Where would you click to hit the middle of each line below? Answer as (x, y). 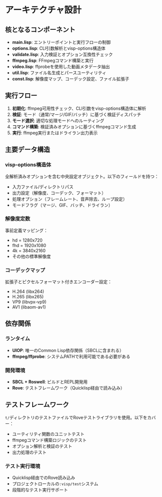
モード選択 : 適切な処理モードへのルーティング (58, 121)
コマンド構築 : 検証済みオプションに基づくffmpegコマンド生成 (74, 126)
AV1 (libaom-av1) (29, 307)
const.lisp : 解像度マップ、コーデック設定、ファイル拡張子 (71, 79)
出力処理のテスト (29, 452)
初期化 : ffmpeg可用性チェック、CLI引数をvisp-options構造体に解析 (79, 108)
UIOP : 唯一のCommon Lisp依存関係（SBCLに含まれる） (68, 350)
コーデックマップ (25, 270)
